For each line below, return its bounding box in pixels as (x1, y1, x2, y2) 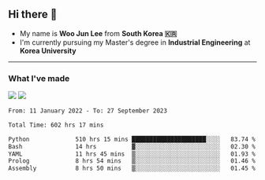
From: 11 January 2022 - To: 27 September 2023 (8, 107, 168, 115)
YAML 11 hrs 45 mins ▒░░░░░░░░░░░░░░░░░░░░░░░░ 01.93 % (8, 150, 256, 158)
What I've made (8, 72, 70, 83)
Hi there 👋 (8, 8, 58, 21)
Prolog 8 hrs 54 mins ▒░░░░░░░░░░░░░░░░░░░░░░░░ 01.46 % (8, 157, 256, 165)
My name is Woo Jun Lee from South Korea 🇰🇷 (19, 28, 177, 38)
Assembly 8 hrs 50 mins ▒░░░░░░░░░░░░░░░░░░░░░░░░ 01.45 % (8, 164, 256, 173)
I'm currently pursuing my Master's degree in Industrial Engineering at (19, 37, 251, 47)
